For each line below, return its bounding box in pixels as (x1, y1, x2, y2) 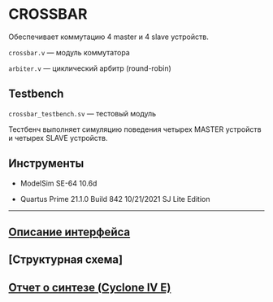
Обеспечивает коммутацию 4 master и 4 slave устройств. (8, 32, 209, 42)
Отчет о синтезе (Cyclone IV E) (8, 280, 171, 294)
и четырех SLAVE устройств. (8, 133, 108, 142)
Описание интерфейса (8, 225, 131, 239)
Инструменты (8, 156, 84, 171)
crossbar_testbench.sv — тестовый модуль (8, 108, 157, 118)
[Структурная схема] (8, 253, 123, 267)
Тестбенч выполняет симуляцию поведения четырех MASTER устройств (8, 124, 262, 134)
